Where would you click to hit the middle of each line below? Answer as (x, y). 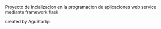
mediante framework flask (32, 12)
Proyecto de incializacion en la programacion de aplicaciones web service (81, 7)
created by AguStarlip (27, 22)
